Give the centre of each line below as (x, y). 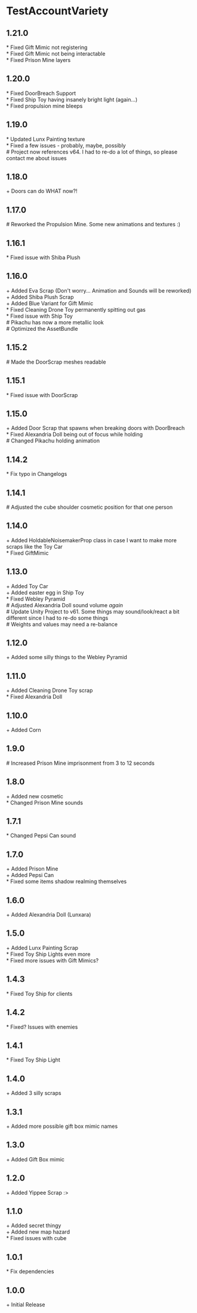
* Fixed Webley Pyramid (36, 599)
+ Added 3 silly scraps (34, 1093)
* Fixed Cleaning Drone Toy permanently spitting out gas (76, 309)
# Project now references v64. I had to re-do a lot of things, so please (92, 152)
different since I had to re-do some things (57, 618)
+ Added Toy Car (27, 586)
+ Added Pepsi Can (30, 875)
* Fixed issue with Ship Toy (39, 316)
